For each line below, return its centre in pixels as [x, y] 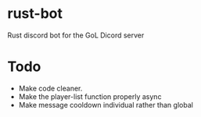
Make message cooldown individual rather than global [106, 105]
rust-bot [35, 14]
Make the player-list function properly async [90, 96]
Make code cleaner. [50, 88]
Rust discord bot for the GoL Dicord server [76, 35]
